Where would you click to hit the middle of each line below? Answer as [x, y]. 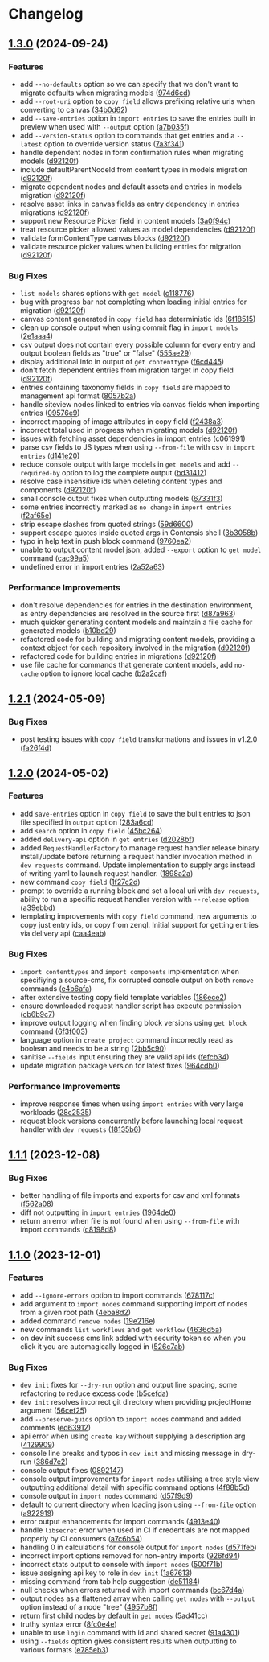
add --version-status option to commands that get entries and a [127, 135]
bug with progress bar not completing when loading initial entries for [133, 302]
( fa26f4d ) [36, 748]
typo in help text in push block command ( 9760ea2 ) [106, 541]
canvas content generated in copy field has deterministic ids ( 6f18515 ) [138, 319]
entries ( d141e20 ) [50, 456]
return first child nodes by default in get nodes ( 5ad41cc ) [114, 1616]
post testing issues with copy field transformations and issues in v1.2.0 [139, 739]
